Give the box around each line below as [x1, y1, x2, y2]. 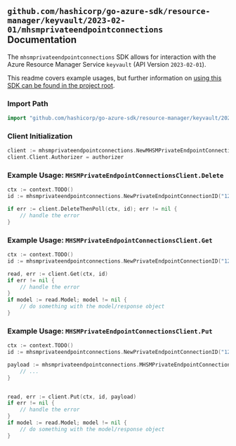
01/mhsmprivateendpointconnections [7, 25, 164, 35]
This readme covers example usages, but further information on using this [7, 74, 222, 82]
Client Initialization [7, 131, 73, 140]
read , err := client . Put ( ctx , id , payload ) [7, 393, 137, 400]
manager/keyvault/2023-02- [7, 15, 126, 26]
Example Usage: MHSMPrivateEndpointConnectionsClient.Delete [7, 170, 224, 180]
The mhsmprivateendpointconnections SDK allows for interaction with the [7, 53, 216, 61]
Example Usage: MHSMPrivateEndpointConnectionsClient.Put [7, 326, 213, 336]
